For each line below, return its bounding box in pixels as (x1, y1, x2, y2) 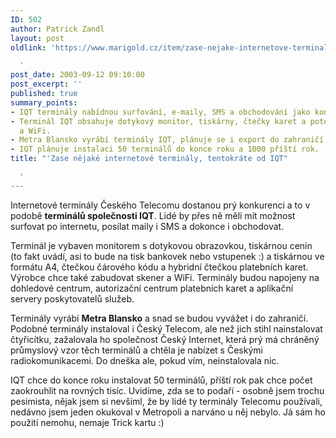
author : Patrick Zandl (10, 24, 105, 34)
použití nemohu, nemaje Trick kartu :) (10, 416, 165, 428)
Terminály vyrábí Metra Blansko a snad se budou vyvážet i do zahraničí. (10, 312, 309, 324)
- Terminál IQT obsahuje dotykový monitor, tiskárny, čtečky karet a (10, 116, 307, 126)
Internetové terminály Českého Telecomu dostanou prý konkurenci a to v (10, 199, 311, 211)
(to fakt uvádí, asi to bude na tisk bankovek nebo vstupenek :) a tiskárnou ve (10, 250, 325, 262)
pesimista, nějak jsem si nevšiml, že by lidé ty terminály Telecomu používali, (10, 395, 323, 407)
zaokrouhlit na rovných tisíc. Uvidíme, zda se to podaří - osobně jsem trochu (10, 384, 325, 396)
